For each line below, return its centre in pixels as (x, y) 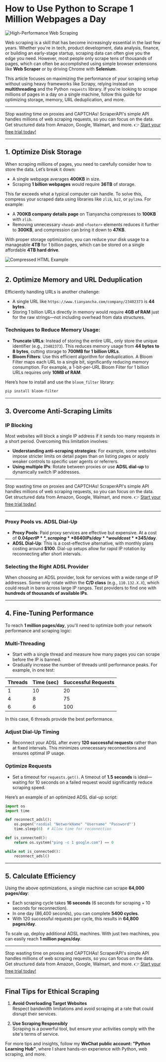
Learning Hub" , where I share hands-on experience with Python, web (76, 1049)
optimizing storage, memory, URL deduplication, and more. (65, 99)
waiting (20, 782)
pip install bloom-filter (32, 391)
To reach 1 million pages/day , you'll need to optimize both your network (79, 625)
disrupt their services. (35, 1014)
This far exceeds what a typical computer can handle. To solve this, (74, 193)
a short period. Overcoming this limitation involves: (57, 441)
